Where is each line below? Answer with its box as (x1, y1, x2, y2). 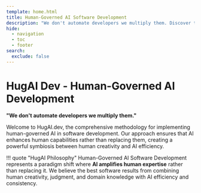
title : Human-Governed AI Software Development (6, 14, 127, 20)
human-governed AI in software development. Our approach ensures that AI (6, 129, 194, 137)
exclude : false (11, 53, 50, 59)
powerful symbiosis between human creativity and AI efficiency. (6, 142, 165, 150)
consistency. (6, 179, 38, 186)
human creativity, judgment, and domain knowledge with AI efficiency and (6, 173, 189, 180)
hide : (6, 25, 20, 32)
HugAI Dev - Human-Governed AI (6, 79, 175, 93)
